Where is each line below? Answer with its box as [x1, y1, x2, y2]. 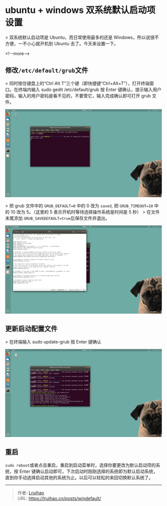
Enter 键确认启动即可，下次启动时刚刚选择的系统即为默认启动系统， [19, 468, 158, 474]
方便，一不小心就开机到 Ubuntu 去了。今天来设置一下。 [5, 40, 119, 46]
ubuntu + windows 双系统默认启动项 [5, 4, 156, 16]
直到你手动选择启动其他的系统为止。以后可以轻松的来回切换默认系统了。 [5, 474, 153, 480]
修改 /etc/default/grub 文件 [5, 66, 88, 75]
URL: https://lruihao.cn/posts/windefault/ [17, 495, 101, 501]
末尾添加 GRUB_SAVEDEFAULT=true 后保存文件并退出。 [5, 215, 110, 221]
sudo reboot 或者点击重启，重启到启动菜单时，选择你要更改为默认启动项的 [5, 462, 156, 468]
